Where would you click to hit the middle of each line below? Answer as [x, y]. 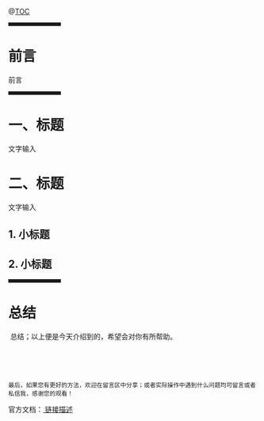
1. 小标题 [29, 234]
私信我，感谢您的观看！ [41, 393]
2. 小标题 [30, 264]
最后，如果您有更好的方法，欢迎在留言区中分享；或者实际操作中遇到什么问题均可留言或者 [132, 385]
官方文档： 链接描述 [40, 409]
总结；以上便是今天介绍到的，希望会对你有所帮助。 [93, 336]
